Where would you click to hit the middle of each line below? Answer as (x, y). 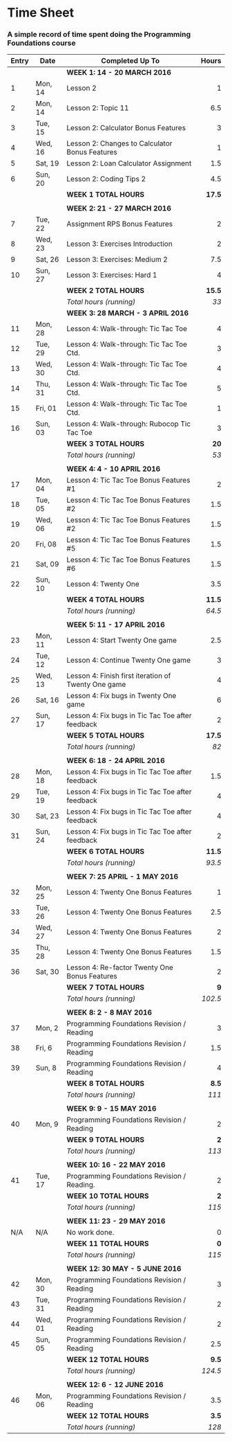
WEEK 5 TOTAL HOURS (106, 735)
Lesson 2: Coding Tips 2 (106, 179)
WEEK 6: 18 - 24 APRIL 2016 (116, 761)
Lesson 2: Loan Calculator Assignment (129, 163)
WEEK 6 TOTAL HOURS (106, 852)
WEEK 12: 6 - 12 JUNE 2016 (115, 1385)
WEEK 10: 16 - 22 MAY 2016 (116, 1165)
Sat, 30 (47, 972)
